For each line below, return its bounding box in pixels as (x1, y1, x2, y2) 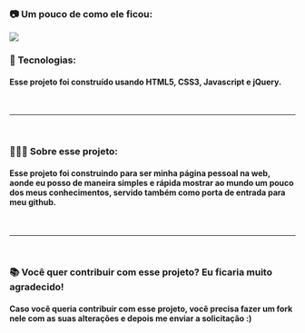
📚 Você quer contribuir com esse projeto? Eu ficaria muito (9, 266, 272, 279)
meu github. (9, 196, 56, 207)
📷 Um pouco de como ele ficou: (9, 7, 153, 20)
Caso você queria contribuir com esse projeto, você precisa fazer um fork (9, 303, 293, 315)
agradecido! (9, 280, 64, 293)
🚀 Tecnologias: (9, 54, 77, 66)
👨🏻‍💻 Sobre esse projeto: (9, 145, 118, 158)
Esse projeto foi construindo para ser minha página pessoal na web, (9, 167, 271, 179)
